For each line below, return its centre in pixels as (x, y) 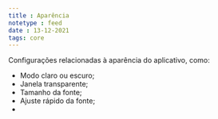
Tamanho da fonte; (51, 93)
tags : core (26, 38)
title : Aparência (39, 15)
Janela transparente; (54, 84)
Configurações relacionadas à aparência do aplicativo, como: (109, 60)
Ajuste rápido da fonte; (57, 101)
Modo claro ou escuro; (57, 75)
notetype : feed (35, 23)
